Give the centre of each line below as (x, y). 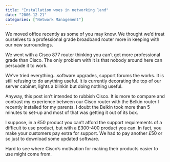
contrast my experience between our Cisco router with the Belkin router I (82, 102)
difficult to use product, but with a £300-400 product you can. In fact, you (83, 128)
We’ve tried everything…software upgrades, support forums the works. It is (85, 76)
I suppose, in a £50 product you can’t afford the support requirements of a (84, 123)
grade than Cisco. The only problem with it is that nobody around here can (84, 60)
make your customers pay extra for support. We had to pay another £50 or (84, 133)
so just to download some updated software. (52, 139)
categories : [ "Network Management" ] (44, 19)
